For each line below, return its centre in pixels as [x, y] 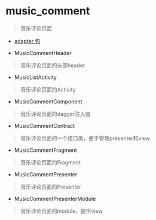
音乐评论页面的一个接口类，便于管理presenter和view [85, 138]
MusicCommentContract [45, 126]
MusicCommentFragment [45, 150]
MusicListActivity [36, 77]
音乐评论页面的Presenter [51, 187]
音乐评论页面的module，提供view [61, 211]
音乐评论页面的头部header [53, 65]
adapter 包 [27, 41]
